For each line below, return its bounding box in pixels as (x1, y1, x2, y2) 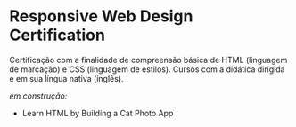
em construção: (9, 91, 68, 101)
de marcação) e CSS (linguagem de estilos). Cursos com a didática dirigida (9, 64, 285, 75)
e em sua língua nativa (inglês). (9, 73, 124, 83)
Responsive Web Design (9, 6, 193, 27)
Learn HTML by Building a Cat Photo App (21, 107, 174, 118)
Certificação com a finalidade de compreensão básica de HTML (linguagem (9, 54, 288, 65)
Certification (9, 25, 105, 45)
